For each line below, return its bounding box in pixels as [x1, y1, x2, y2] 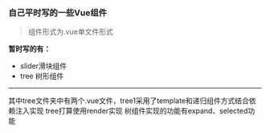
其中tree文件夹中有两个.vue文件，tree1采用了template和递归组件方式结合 [8, 96, 249, 106]
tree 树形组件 [19, 71, 64, 81]
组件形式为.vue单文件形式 [27, 27, 114, 37]
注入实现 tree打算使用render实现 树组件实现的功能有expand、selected [14, 106, 248, 116]
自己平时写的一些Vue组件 [8, 6, 107, 18]
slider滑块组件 [19, 61, 67, 71]
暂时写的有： [8, 44, 51, 54]
